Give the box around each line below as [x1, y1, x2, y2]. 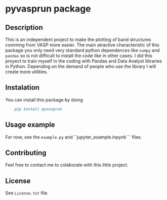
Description [5, 23, 43, 32]
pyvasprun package [5, 3, 91, 15]
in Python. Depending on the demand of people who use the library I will [5, 64, 156, 69]
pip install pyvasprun [14, 107, 62, 112]
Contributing [5, 148, 47, 157]
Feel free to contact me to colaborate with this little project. [5, 162, 129, 168]
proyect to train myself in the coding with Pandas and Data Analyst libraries [5, 58, 162, 64]
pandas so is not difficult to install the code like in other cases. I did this [5, 53, 153, 59]
